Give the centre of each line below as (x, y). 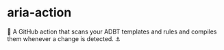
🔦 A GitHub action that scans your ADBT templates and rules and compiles (112, 32)
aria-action (39, 13)
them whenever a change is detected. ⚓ (64, 38)
